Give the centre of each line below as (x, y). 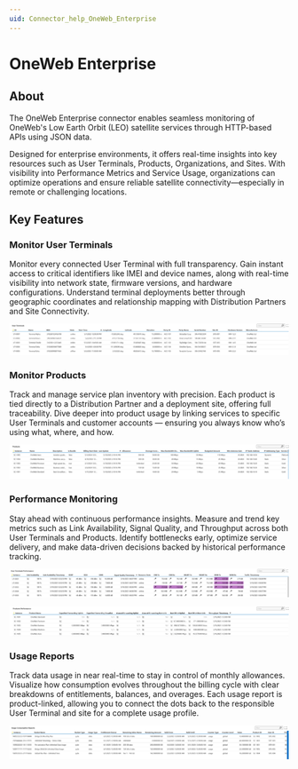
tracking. (25, 556)
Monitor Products (48, 375)
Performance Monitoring (63, 499)
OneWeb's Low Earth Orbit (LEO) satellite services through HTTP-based (141, 127)
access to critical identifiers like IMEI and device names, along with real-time (149, 274)
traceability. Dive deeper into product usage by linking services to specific (145, 414)
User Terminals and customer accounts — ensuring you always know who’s (147, 423)
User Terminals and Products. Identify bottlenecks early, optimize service (143, 537)
